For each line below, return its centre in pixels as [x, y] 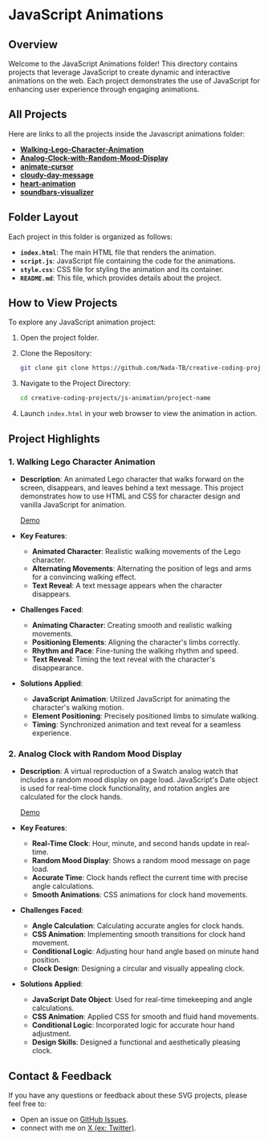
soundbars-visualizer [57, 192]
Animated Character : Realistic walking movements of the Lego [136, 551]
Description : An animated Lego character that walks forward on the [132, 478]
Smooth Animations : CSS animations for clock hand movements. [140, 895]
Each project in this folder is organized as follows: [90, 236]
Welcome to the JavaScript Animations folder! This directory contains [123, 63]
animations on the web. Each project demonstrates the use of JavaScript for [134, 81]
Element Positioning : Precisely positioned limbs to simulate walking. [145, 715]
